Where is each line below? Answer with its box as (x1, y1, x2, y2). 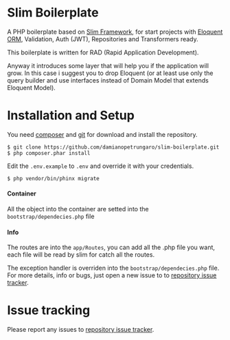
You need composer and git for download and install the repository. (7, 130, 198, 138)
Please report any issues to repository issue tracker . (7, 326, 154, 334)
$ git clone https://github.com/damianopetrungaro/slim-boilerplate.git (7, 143, 220, 151)
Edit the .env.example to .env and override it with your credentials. (7, 162, 194, 170)
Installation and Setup (7, 108, 135, 123)
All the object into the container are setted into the (7, 205, 149, 213)
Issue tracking (7, 303, 91, 318)
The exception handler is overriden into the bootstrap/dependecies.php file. (7, 264, 220, 273)
